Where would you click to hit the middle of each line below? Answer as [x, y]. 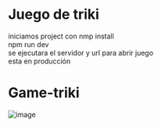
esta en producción [39, 61]
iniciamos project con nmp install [61, 36]
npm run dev [29, 44]
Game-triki [44, 93]
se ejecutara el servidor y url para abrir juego [81, 53]
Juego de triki [54, 15]
